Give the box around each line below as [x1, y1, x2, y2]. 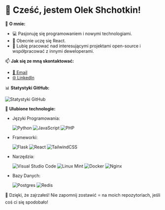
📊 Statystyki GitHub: [5, 85, 50, 91]
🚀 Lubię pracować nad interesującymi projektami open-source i [12, 43, 141, 49]
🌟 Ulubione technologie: [5, 105, 56, 111]
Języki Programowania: [12, 115, 60, 121]
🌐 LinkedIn [12, 74, 34, 80]
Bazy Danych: [12, 173, 41, 178]
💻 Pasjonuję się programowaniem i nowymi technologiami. [12, 31, 132, 36]
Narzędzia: [12, 153, 34, 159]
